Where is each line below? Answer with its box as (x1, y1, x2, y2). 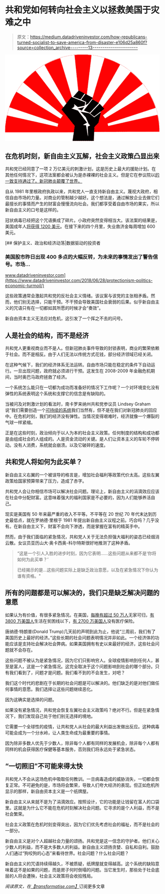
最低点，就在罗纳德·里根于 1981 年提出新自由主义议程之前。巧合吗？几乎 (9, 517, 155, 523)
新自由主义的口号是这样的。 (5, 207, 61, 212)
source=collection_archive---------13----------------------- (17, 45, 138, 51)
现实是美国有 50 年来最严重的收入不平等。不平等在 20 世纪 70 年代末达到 (5, 511, 153, 517)
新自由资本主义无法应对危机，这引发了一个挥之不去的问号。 (5, 316, 125, 321)
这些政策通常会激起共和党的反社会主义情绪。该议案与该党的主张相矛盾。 (5, 293, 151, 299)
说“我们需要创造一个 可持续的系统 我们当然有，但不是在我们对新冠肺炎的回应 (5, 407, 158, 413)
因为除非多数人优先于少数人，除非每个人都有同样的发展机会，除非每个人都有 (5, 740, 160, 746)
